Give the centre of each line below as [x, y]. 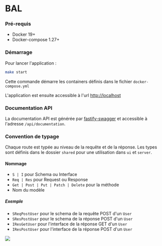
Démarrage [19, 52]
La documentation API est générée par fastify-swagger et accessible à [76, 119]
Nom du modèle [28, 190]
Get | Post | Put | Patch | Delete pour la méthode [66, 185]
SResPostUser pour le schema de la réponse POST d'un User [72, 219]
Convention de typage [32, 136]
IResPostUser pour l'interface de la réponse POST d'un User [72, 229]
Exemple [14, 201]
